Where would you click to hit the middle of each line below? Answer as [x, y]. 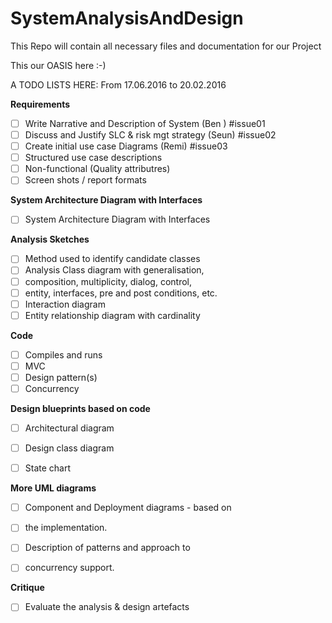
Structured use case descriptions [93, 158]
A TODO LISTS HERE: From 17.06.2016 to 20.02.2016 [118, 84]
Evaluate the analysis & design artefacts [107, 607]
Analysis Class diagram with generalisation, [114, 270]
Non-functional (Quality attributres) [97, 169]
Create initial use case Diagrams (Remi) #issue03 [126, 146]
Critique [27, 588]
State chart [48, 468]
